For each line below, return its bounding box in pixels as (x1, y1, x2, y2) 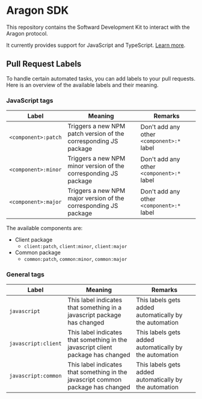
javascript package (67, 311, 121, 319)
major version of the (67, 194, 124, 203)
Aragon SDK (6, 4, 69, 17)
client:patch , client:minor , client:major (23, 243, 127, 250)
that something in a (67, 303, 122, 312)
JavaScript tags (6, 96, 54, 105)
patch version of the (67, 130, 124, 138)
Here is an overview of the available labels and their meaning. (6, 81, 159, 88)
